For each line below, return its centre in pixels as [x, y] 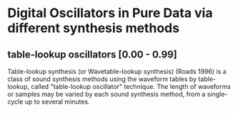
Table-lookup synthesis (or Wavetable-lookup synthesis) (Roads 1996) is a [117, 71]
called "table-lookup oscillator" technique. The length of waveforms [131, 86]
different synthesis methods [94, 28]
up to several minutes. [58, 102]
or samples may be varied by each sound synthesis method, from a [106, 94]
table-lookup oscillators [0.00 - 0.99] [92, 54]
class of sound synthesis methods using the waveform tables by [102, 79]
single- [217, 94]
